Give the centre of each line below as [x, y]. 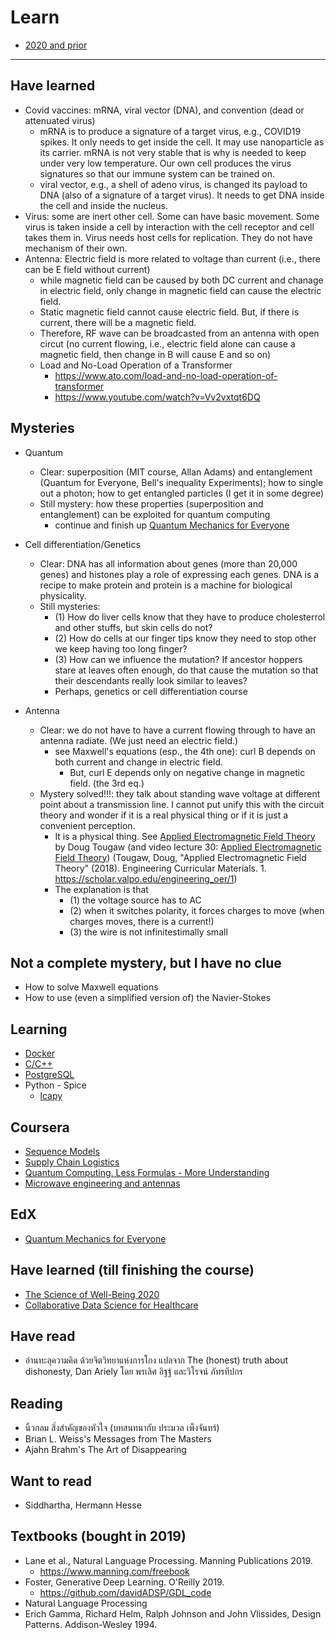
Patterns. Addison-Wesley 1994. [91, 1624]
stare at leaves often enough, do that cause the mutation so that [186, 670]
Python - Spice [55, 1085]
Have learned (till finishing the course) [132, 1270]
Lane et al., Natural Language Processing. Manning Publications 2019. [168, 1560]
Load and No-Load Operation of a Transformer [136, 365]
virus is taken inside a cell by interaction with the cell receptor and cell [169, 227]
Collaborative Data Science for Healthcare [111, 1305]
